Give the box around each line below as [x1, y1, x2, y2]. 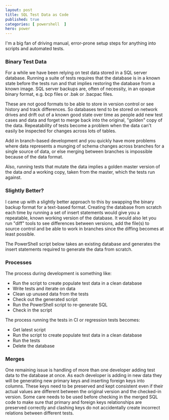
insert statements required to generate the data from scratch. [5, 246, 133, 252]
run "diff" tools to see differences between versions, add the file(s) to [5, 220, 150, 226]
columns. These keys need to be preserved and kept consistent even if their [5, 383, 163, 389]
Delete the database [12, 343, 55, 349]
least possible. [5, 231, 35, 237]
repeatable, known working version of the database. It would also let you [5, 215, 156, 221]
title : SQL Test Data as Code [5, 12, 69, 17]
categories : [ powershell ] [5, 21, 67, 27]
